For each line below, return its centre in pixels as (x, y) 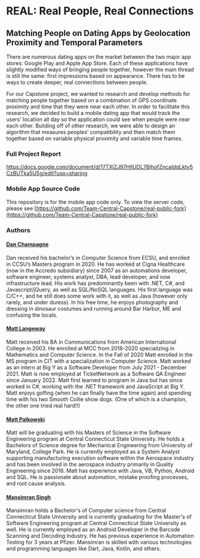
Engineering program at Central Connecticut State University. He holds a (96, 439)
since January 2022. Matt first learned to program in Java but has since (95, 380)
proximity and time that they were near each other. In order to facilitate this (98, 107)
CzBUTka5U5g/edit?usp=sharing (47, 173)
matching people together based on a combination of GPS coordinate (92, 100)
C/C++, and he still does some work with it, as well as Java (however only (97, 296)
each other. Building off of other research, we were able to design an (91, 126)
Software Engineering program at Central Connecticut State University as (96, 523)
